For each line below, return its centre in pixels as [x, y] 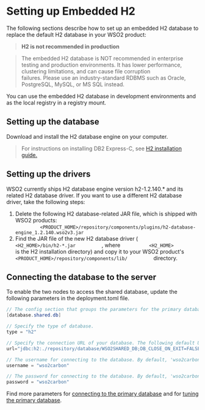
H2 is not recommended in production [70, 46]
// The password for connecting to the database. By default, [87, 376]
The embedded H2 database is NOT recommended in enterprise [102, 58]
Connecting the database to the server [81, 277]
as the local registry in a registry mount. [56, 103]
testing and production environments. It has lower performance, [101, 65]
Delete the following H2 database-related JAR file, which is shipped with [106, 214]
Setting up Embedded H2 [71, 11]
